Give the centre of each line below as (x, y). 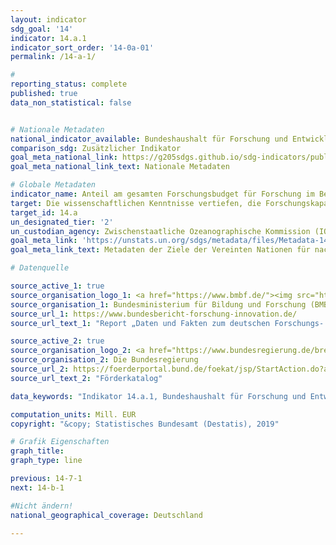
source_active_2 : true (57, 341)
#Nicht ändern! (42, 506)
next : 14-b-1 (37, 487)
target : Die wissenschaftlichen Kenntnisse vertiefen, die (136, 203)
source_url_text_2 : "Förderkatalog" (86, 378)
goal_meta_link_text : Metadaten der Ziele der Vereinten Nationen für (160, 250)
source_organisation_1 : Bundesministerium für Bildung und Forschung (158, 304)
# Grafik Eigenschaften (60, 442)
